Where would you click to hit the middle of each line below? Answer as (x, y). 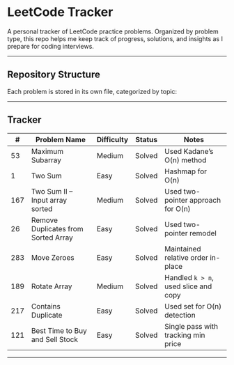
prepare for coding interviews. (50, 46)
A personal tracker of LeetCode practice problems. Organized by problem (113, 31)
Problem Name (60, 139)
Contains (46, 306)
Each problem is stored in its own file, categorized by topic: (92, 91)
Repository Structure (54, 75)
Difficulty (112, 139)
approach (205, 200)
